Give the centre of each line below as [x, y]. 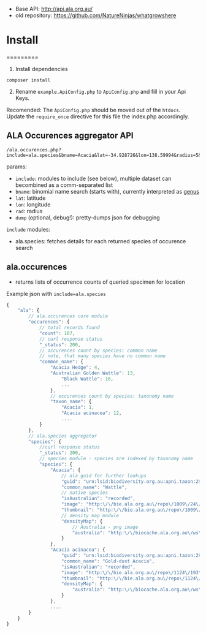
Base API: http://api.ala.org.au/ [54, 9]
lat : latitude [30, 198]
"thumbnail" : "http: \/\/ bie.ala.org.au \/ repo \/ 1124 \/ [131, 578]
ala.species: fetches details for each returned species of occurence [101, 241]
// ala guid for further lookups [104, 476]
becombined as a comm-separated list [64, 185]
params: [17, 166]
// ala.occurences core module [68, 316]
